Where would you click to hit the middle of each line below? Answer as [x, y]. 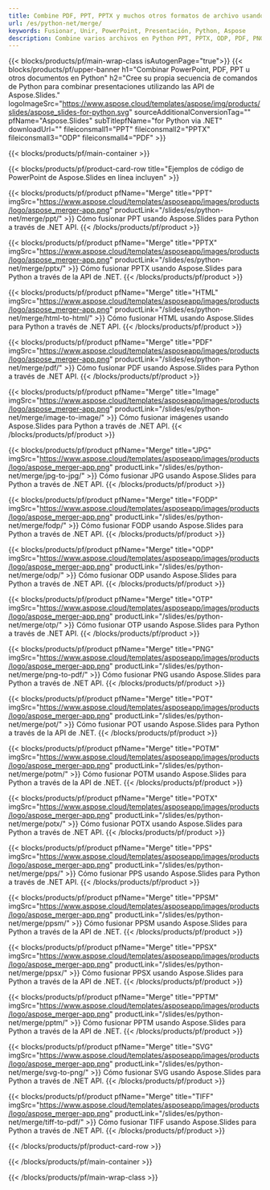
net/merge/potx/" [37, 824]
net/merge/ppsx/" [38, 973]
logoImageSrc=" [35, 104]
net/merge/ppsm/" [39, 923]
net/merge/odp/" [36, 575]
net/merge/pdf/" [35, 368]
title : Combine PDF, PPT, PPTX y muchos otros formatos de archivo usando [136, 16]
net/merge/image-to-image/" [57, 418]
